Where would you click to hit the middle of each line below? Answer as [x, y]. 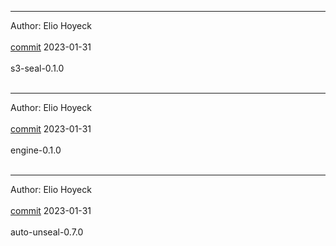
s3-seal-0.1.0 [37, 68]
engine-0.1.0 [36, 150]
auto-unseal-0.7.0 [47, 232]
